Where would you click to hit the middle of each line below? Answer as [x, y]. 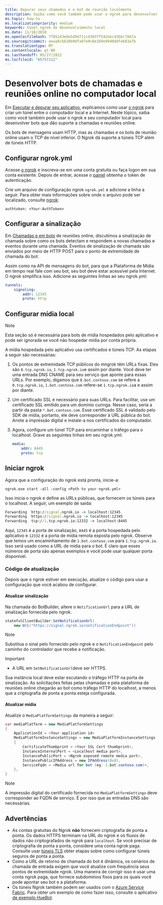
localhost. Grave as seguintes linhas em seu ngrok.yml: [67, 435]
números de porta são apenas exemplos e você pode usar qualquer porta [79, 551]
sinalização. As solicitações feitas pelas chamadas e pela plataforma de [77, 683]
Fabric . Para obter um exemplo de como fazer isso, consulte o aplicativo [84, 892]
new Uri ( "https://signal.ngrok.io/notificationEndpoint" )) [75, 625]
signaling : [25, 290]
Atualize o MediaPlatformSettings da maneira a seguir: [60, 715]
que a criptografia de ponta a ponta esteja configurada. [60, 693]
